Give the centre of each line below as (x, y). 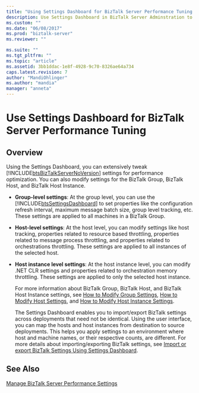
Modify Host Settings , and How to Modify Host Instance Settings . (94, 301)
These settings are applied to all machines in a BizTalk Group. (90, 216)
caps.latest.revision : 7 (37, 72)
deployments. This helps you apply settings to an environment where (99, 331)
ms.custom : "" (24, 23)
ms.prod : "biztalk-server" (40, 34)
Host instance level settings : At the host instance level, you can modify (103, 264)
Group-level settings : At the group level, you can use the (85, 197)
